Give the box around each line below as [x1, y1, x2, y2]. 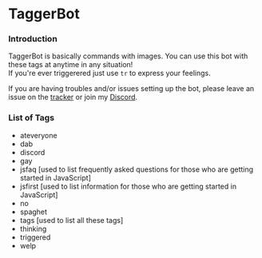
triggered [19, 232, 51, 242]
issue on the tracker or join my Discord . [8, 93, 138, 102]
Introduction [8, 34, 58, 45]
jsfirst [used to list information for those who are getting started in [19, 181, 237, 191]
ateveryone [19, 130, 58, 140]
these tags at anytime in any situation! [8, 60, 133, 69]
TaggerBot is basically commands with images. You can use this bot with [8, 51, 248, 61]
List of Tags [8, 113, 54, 124]
